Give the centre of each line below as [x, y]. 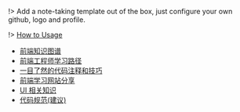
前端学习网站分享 [47, 80]
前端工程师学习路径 [51, 61]
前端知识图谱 [40, 51]
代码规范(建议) [43, 100]
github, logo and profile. [47, 20]
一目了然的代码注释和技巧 [61, 70]
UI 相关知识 [38, 90]
